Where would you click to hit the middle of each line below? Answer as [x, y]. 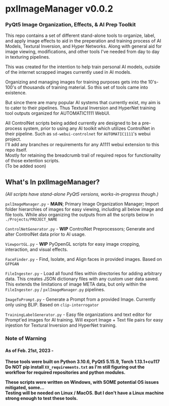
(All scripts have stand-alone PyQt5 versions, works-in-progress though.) [82, 194]
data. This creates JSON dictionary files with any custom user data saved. [82, 279]
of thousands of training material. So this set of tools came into [83, 87]
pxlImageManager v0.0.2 [59, 9]
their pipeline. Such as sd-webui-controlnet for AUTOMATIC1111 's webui [78, 134]
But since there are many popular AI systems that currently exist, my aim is [83, 103]
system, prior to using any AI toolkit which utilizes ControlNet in [89, 128]
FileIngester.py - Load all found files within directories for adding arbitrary [84, 274]
